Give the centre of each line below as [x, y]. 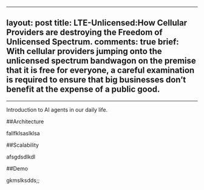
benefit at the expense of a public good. [83, 90]
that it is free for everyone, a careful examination [100, 70]
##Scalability [23, 145]
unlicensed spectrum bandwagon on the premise [101, 61]
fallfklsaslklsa [23, 133]
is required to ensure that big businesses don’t [96, 80]
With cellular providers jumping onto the [84, 51]
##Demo [17, 168]
